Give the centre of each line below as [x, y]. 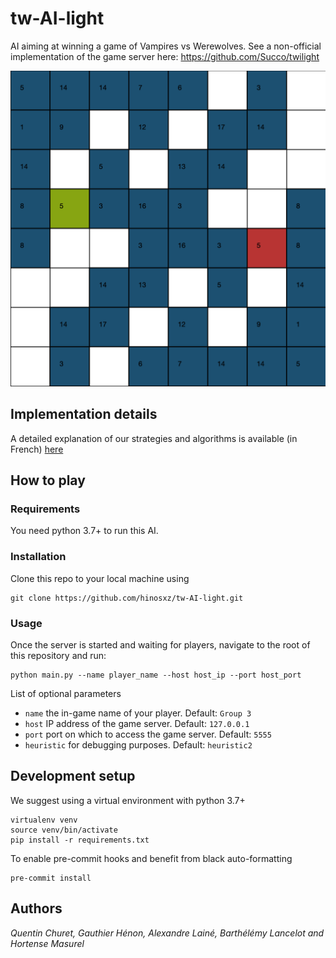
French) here [37, 449]
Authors [36, 908]
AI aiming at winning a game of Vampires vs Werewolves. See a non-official [166, 46]
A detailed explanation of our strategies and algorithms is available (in [154, 438]
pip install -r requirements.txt [80, 840]
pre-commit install [51, 878]
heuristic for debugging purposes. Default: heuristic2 [138, 745]
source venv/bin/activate [64, 830]
